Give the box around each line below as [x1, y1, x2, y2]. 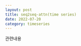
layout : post [5, 7, 32, 12]
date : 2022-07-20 [5, 16, 41, 21]
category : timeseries [5, 21, 50, 26]
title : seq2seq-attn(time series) [5, 12, 77, 17]
